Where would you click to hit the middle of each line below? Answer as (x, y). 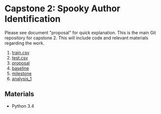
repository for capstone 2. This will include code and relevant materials (76, 38)
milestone (22, 73)
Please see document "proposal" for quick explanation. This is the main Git (80, 32)
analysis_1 (22, 79)
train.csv (21, 53)
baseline (20, 68)
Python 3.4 (23, 106)
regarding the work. (25, 43)
